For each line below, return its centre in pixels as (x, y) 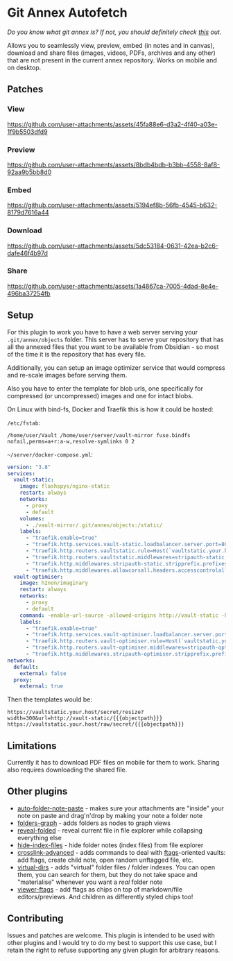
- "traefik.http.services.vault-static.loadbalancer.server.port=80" (128, 545)
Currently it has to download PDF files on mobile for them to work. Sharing (113, 763)
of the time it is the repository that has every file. (77, 354)
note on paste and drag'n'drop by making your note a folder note (110, 815)
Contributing (35, 918)
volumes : (32, 518)
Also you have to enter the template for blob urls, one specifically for (105, 388)
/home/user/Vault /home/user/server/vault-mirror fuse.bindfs (99, 435)
